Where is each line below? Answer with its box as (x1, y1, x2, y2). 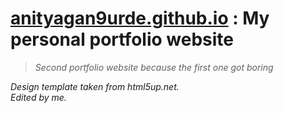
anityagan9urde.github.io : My (10, 7, 270, 30)
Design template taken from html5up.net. (10, 80, 180, 92)
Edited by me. (10, 91, 67, 103)
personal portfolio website (10, 28, 234, 51)
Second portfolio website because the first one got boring (34, 61, 274, 73)
